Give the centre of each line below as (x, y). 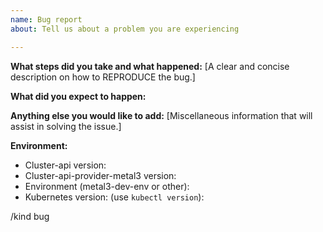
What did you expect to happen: (78, 96)
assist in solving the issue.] (66, 126)
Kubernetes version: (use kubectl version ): (114, 197)
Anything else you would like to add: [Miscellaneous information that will (161, 115)
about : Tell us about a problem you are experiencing (125, 29)
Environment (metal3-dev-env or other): (107, 186)
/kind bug (30, 216)
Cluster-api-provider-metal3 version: (100, 175)
